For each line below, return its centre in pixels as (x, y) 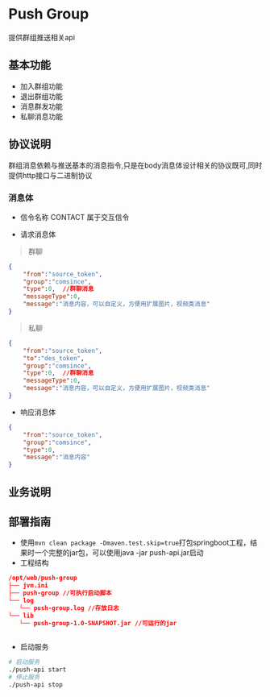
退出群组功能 (41, 96)
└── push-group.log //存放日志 (69, 608)
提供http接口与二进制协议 (50, 175)
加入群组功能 (41, 86)
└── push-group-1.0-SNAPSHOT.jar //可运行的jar (98, 623)
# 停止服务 (24, 678)
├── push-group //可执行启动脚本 (60, 593)
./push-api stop (35, 685)
